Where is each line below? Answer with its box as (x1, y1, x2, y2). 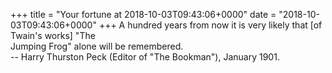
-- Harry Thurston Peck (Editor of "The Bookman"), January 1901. (10, 51, 280, 63)
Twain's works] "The (10, 30, 96, 41)
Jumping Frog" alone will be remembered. (10, 40, 184, 52)
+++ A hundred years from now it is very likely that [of (98, 19, 323, 31)
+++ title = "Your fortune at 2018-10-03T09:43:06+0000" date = (10, 9, 277, 20)
